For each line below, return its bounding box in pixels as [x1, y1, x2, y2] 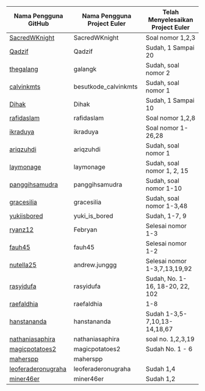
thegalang [9, 65, 38, 73]
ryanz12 [9, 226, 34, 234]
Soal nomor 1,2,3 [145, 34, 196, 42]
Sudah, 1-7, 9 [145, 212, 187, 220]
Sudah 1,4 [145, 365, 176, 373]
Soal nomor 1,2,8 [145, 114, 196, 122]
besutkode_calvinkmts [73, 83, 138, 91]
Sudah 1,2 [145, 374, 176, 383]
